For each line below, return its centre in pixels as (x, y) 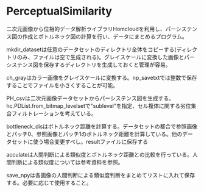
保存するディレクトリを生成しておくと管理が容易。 (107, 65)
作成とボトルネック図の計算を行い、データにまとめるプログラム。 (105, 36)
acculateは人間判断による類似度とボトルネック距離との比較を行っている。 (100, 154)
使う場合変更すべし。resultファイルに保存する (90, 141)
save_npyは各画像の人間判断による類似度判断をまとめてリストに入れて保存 (101, 175)
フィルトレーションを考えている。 (54, 113)
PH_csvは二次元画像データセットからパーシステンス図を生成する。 (90, 98)
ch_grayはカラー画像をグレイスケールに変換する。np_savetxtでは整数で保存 (102, 77)
